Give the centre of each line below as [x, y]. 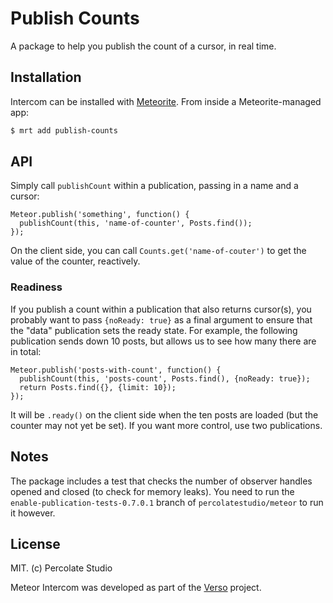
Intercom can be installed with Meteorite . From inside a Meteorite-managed [166, 101]
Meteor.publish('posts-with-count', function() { [116, 370]
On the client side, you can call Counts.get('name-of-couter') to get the [158, 251]
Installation [46, 77]
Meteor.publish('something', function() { [100, 215]
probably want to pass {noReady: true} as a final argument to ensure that [161, 319]
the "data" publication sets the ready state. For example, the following [154, 330]
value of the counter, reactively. [75, 261]
